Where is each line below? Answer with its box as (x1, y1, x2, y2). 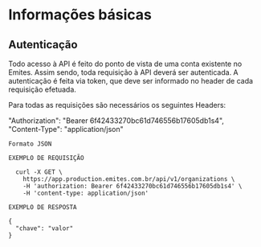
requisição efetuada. (8, 84, 76, 94)
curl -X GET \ (15, 168, 63, 176)
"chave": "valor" (15, 224, 74, 233)
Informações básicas (8, 6, 153, 24)
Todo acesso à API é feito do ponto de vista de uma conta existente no (8, 59, 243, 68)
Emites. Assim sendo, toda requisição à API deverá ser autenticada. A (8, 68, 239, 77)
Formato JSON (8, 140, 52, 148)
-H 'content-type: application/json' (22, 189, 149, 197)
